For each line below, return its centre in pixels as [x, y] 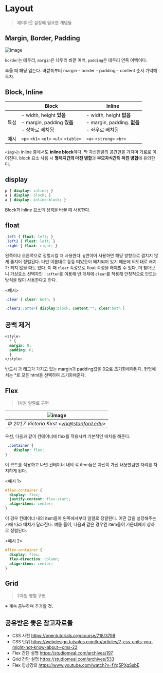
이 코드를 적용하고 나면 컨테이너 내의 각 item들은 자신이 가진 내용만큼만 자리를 [79, 464]
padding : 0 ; [22, 350]
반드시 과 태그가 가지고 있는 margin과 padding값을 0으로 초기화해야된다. [74, 369]
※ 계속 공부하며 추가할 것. [29, 606]
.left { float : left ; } [29, 237]
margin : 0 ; [20, 345]
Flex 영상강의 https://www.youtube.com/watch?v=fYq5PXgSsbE [76, 665]
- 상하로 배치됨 [38, 130]
